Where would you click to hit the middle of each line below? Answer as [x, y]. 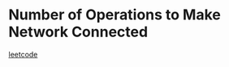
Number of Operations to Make [114, 15]
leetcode [23, 54]
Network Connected [78, 32]
